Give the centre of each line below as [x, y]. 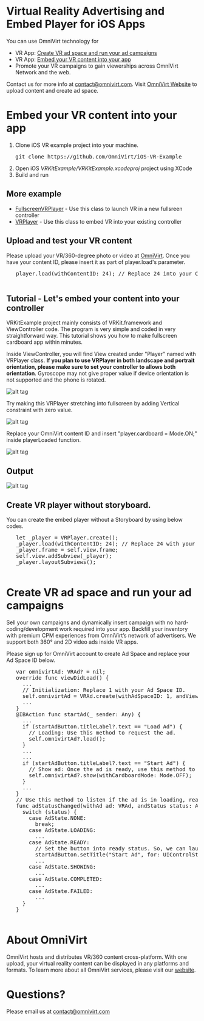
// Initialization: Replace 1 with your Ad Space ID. [104, 690]
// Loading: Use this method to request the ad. [102, 732]
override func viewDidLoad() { [63, 678]
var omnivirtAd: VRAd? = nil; [61, 671]
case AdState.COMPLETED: [66, 879]
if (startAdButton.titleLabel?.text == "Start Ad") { [104, 763]
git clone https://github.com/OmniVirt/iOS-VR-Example [98, 156]
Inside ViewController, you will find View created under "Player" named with [101, 354]
